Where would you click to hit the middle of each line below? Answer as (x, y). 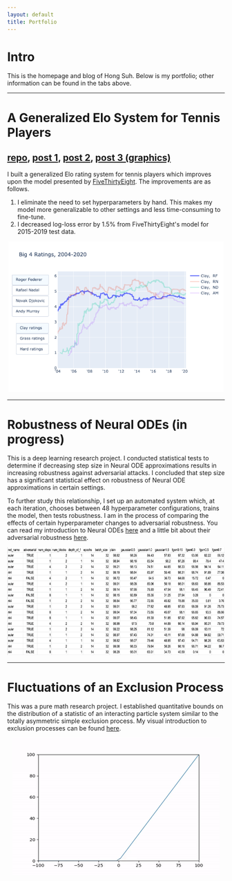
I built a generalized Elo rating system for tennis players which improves (109, 174)
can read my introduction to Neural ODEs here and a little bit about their (109, 530)
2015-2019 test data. (46, 232)
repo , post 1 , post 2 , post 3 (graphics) (89, 158)
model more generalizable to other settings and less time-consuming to (119, 210)
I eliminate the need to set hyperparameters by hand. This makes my (115, 202)
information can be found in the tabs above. (69, 84)
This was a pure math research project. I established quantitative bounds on (115, 706)
